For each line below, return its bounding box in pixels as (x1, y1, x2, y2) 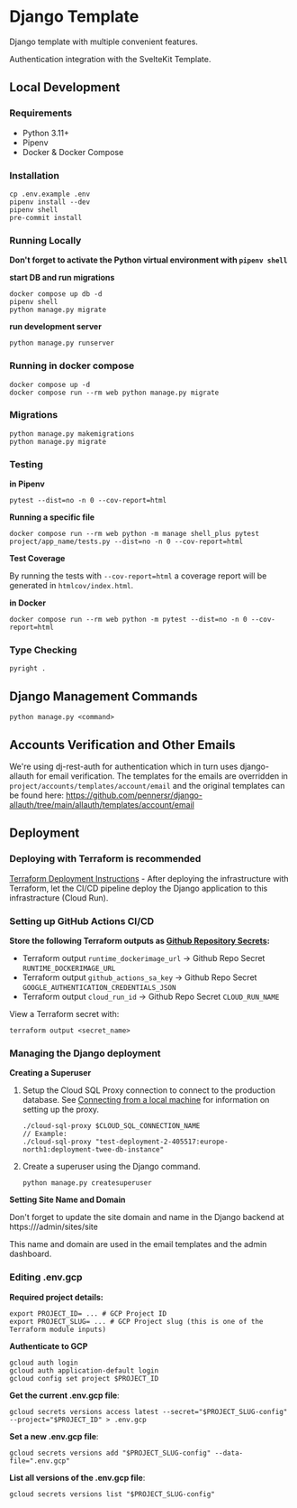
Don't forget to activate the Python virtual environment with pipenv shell (9, 254, 288, 265)
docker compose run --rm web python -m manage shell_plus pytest (9, 530, 259, 539)
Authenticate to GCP (9, 1340, 88, 1351)
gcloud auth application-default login (9, 1365, 159, 1375)
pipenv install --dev (9, 197, 91, 207)
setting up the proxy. (22, 1104, 100, 1115)
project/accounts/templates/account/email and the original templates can (9, 781, 285, 791)
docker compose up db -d (9, 290, 103, 299)
